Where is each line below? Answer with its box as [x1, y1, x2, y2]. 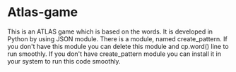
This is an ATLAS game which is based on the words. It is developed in [7, 27, 213, 36]
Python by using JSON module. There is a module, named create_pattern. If [7, 34, 228, 43]
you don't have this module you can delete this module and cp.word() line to [7, 42, 229, 50]
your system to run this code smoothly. [7, 57, 122, 65]
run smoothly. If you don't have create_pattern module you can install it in [7, 50, 221, 58]
